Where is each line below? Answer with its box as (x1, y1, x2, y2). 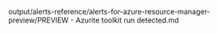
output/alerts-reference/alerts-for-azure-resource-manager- (8, 7, 211, 16)
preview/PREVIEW (8, 15, 69, 25)
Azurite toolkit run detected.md (75, 15, 179, 25)
